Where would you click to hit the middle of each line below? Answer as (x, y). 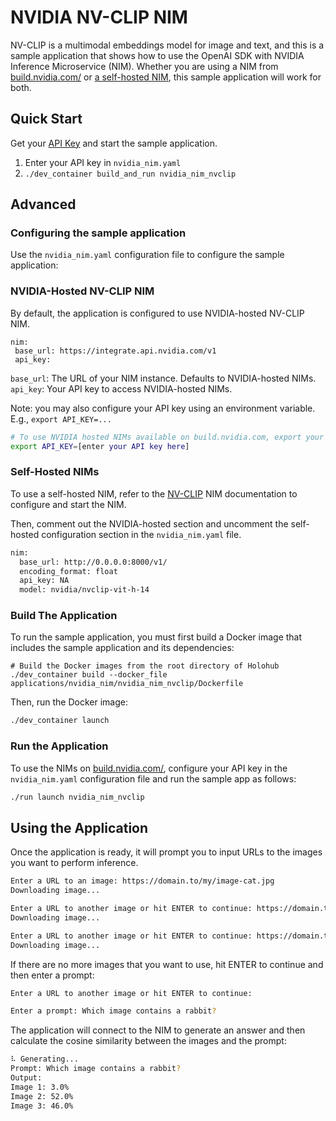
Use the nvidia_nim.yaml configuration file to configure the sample (147, 255)
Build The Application (64, 616)
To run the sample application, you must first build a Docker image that (156, 637)
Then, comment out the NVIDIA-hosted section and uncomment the (149, 523)
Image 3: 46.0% (42, 1106)
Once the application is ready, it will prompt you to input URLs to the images (166, 852)
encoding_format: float (68, 571)
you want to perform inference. (74, 863)
